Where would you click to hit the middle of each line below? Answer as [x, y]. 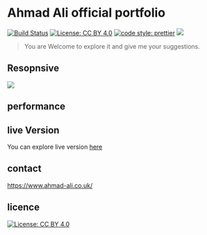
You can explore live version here [55, 147]
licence [24, 208]
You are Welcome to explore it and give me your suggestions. [112, 46]
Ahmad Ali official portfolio [86, 13]
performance [36, 107]
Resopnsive [33, 68]
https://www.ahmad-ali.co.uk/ [50, 185]
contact [24, 169]
